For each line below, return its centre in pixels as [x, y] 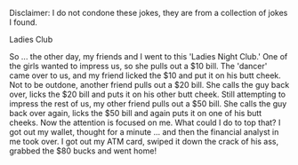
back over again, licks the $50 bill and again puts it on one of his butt [136, 113]
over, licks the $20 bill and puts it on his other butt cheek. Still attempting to [148, 94]
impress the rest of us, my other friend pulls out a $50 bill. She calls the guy [148, 104]
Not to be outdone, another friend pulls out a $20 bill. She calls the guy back [149, 85]
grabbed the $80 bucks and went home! [83, 151]
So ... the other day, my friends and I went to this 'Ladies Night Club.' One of [149, 56]
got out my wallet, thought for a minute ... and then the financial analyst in [144, 132]
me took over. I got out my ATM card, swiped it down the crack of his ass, [144, 141]
